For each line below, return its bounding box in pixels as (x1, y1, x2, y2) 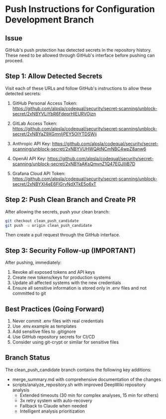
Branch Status (5, 353, 51, 362)
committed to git (12, 290, 46, 297)
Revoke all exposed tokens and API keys (12, 269, 95, 275)
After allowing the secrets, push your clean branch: (5, 209, 110, 214)
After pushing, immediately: (5, 260, 62, 266)
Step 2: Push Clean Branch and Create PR (5, 196, 136, 204)
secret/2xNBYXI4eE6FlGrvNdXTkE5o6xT (12, 181, 97, 187)
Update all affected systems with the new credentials (12, 280, 121, 286)
